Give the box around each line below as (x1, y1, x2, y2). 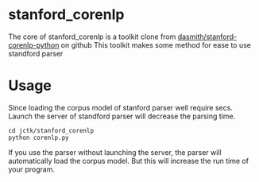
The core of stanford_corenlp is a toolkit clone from (8, 32, 176, 41)
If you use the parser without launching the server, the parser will (8, 147, 222, 157)
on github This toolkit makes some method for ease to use (60, 40, 252, 49)
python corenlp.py (8, 134, 69, 141)
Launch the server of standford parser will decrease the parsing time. (8, 111, 236, 121)
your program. (8, 165, 56, 174)
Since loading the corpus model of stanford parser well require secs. (8, 103, 233, 112)
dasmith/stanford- (177, 32, 238, 41)
